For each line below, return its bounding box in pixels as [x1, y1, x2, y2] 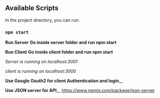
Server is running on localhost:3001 [5, 59, 78, 65]
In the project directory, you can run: [5, 17, 80, 23]
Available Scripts [5, 4, 58, 12]
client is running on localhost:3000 [5, 68, 76, 74]
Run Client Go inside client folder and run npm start [5, 49, 113, 55]
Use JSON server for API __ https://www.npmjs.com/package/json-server [5, 88, 155, 94]
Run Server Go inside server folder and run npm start [5, 40, 117, 46]
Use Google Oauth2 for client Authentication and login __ [5, 78, 123, 84]
